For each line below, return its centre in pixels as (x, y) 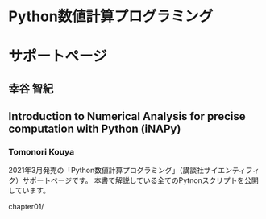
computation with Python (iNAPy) (95, 129)
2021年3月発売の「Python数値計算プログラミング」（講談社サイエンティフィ (134, 171)
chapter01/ (26, 207)
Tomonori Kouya (42, 152)
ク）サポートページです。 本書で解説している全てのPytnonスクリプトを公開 (134, 180)
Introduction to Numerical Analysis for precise (127, 116)
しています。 (29, 191)
